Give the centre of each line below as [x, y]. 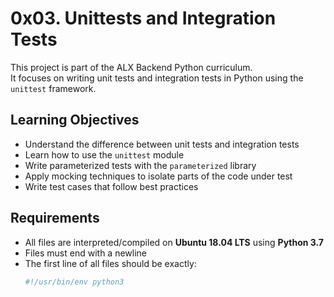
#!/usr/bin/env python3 [74, 282]
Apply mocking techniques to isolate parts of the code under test [158, 176]
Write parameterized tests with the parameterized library [140, 165]
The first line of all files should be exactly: [110, 263]
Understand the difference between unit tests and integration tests [162, 144]
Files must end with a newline [86, 253]
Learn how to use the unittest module [104, 154]
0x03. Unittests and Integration [143, 18]
